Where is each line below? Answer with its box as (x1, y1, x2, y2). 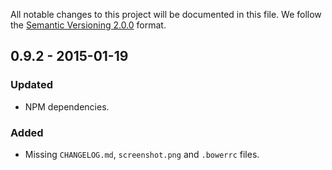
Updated (10, 78, 53, 92)
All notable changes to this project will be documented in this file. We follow (10, 9, 322, 20)
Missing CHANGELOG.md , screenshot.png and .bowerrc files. (24, 148, 260, 160)
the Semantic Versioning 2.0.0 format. (10, 19, 167, 31)
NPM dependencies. (24, 100, 110, 113)
